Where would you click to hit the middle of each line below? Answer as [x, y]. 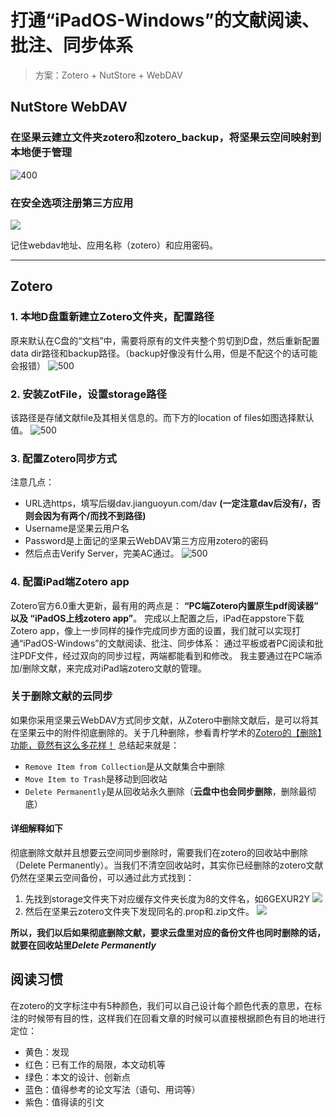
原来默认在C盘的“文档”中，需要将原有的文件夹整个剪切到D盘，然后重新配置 [165, 340]
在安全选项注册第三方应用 [72, 203]
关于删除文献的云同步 [61, 696]
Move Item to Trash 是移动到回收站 [96, 778]
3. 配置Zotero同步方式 [63, 458]
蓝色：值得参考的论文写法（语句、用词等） [112, 1089]
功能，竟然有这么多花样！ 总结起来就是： [95, 745]
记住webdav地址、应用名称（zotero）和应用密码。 [114, 245]
